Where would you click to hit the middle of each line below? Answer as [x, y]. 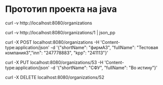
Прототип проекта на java [61, 9]
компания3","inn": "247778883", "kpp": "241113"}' [57, 53]
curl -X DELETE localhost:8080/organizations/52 [55, 77]
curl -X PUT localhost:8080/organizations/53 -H [54, 62]
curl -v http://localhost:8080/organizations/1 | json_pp [60, 32]
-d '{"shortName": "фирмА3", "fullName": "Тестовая [104, 47]
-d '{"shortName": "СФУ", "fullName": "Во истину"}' [104, 68]
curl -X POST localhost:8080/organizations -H [52, 42]
